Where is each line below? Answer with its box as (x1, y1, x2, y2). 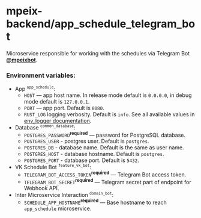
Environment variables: (6, 71, 76, 79)
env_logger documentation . (23, 117, 92, 124)
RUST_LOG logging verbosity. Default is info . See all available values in (23, 110, 195, 118)
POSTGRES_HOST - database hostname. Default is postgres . (23, 151, 164, 158)
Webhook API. (23, 185, 59, 192)
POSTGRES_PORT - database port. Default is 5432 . (23, 157, 139, 164)
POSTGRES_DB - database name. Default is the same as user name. (23, 144, 184, 151)
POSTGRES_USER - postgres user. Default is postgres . (23, 137, 149, 145)
